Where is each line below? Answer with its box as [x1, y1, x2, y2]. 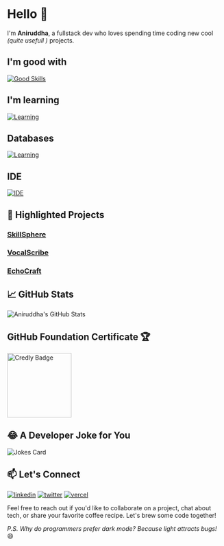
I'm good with [7, 56, 67, 68]
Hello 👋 [7, 6, 48, 22]
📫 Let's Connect [7, 469, 81, 481]
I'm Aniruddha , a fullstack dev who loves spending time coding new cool [7, 29, 214, 37]
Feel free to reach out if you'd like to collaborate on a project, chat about [7, 503, 212, 512]
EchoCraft [7, 266, 42, 276]
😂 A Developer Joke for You [7, 430, 131, 441]
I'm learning [7, 94, 60, 106]
